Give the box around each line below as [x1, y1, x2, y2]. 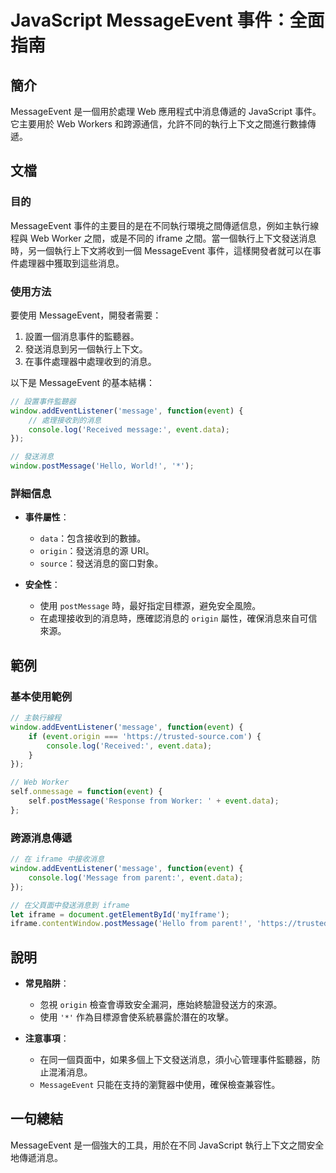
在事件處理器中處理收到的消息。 [24, 355, 157, 367]
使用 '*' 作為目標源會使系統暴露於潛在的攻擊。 [39, 1011, 234, 1023]
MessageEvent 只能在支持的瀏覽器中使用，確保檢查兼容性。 [39, 1079, 281, 1091]
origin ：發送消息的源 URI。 [39, 545, 155, 557]
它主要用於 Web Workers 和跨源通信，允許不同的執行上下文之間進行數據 [10, 118, 308, 130]
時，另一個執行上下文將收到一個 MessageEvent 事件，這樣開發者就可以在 [10, 244, 313, 256]
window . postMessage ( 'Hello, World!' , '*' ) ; [10, 461, 195, 471]
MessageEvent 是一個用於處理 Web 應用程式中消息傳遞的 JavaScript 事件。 [10, 106, 322, 117]
